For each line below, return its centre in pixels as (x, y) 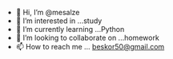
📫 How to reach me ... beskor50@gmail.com (90, 47)
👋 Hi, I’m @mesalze (48, 12)
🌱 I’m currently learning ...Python (70, 29)
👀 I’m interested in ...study (59, 21)
